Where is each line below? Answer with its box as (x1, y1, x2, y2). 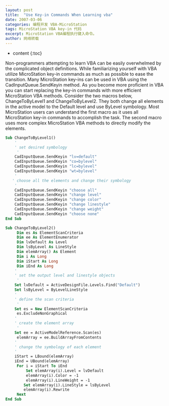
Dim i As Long (16, 254, 47, 259)
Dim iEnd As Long (16, 263, 54, 269)
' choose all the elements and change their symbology (12, 178, 131, 183)
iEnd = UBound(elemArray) (14, 359, 70, 364)
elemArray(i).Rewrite (23, 387, 70, 392)
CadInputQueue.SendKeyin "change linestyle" (14, 202, 111, 207)
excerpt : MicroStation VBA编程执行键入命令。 (5, 31, 97, 36)
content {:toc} (12, 50, 42, 56)
